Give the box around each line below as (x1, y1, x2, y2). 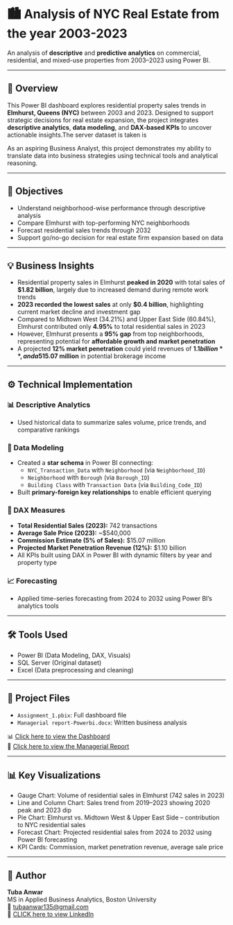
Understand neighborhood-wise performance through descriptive (17, 203, 206, 212)
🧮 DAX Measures (7, 505, 66, 515)
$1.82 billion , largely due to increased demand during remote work (17, 286, 209, 294)
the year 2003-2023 (7, 26, 128, 42)
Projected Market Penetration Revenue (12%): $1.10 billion (17, 543, 187, 552)
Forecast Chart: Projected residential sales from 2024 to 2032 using (17, 828, 212, 837)
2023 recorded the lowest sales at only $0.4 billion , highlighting (17, 300, 204, 309)
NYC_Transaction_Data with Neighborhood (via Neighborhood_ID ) (27, 466, 206, 475)
